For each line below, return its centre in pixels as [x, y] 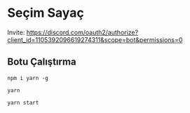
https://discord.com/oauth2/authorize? [82, 32]
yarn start [23, 102]
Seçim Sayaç [46, 13]
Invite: [16, 32]
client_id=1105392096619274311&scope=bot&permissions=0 [95, 39]
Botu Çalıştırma [42, 62]
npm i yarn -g [28, 78]
